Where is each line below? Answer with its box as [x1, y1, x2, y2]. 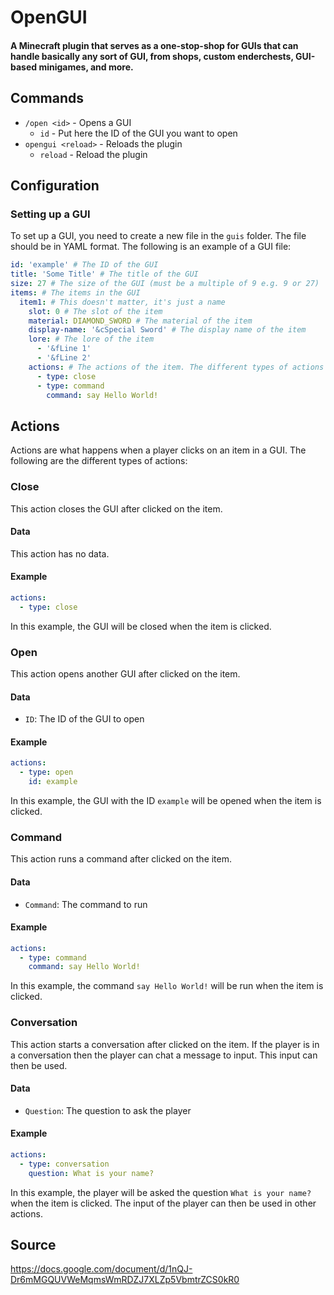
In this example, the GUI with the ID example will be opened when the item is [10, 795, 322, 806]
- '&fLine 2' [36, 353, 92, 363]
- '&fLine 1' [36, 344, 92, 354]
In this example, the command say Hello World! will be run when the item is [10, 980, 324, 992]
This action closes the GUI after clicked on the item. [10, 502, 223, 515]
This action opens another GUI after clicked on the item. [10, 667, 241, 680]
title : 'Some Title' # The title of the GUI [10, 269, 199, 280]
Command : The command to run [24, 898, 148, 910]
